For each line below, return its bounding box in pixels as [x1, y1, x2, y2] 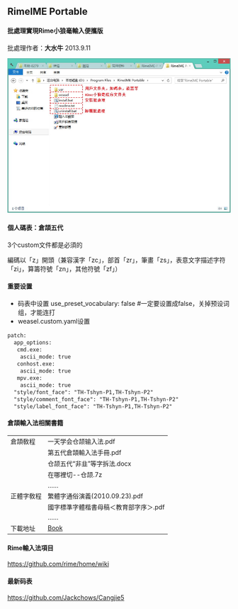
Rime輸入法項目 [7, 543, 55, 552]
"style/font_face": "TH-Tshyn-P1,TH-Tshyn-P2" [13, 388, 154, 396]
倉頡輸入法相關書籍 [7, 419, 64, 427]
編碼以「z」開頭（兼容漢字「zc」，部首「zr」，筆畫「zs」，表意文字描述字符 [7, 256, 226, 264]
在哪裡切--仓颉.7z [47, 471, 103, 479]
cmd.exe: [16, 346, 42, 353]
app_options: [13, 339, 52, 346]
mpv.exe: [16, 374, 42, 382]
